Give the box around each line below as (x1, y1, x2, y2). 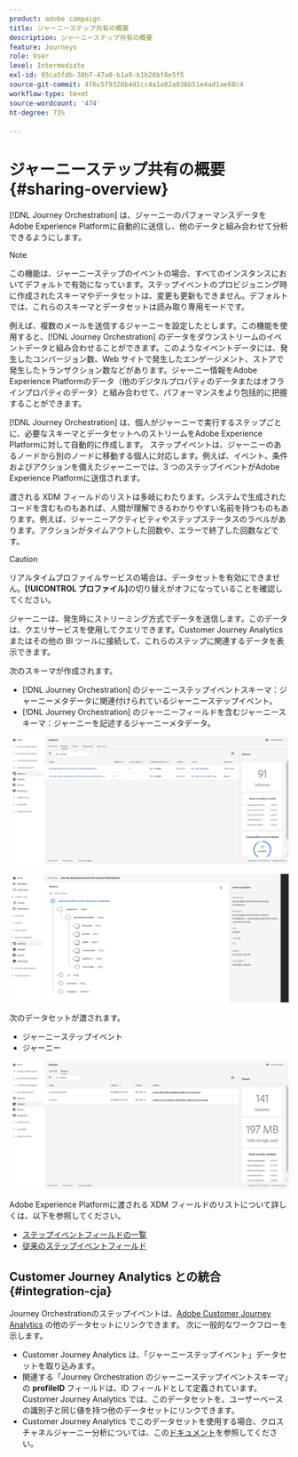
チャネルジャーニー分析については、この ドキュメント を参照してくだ (21, 1428, 271, 1438)
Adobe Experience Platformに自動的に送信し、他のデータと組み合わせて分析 (9, 221, 288, 231)
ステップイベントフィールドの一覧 (21, 1229, 147, 1240)
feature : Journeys (9, 43, 77, 52)
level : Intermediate (9, 61, 86, 70)
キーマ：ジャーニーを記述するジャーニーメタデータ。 (21, 718, 216, 728)
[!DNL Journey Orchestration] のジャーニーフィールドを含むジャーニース (21, 707, 286, 718)
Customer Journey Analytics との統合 (9, 1268, 222, 1284)
